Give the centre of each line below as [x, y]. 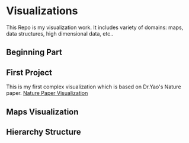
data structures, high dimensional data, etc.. [60, 33]
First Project [29, 72]
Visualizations [42, 11]
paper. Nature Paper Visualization [47, 93]
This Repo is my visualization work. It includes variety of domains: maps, [95, 27]
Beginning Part [34, 53]
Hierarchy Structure [44, 132]
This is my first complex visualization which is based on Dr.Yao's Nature [94, 87]
